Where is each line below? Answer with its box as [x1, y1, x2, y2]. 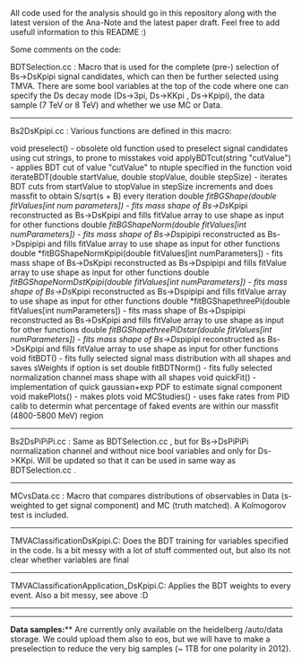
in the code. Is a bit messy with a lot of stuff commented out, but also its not [10, 545, 290, 555]
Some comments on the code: [10, 44, 122, 55]
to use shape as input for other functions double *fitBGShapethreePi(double [10, 296, 290, 306]
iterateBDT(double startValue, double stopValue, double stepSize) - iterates [10, 172, 288, 182]
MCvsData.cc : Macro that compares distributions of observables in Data [10, 491, 280, 501]
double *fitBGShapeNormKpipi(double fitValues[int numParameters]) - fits [10, 248, 283, 259]
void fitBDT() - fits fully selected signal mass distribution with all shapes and [10, 353, 291, 363]
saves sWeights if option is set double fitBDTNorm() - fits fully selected [10, 363, 272, 373]
